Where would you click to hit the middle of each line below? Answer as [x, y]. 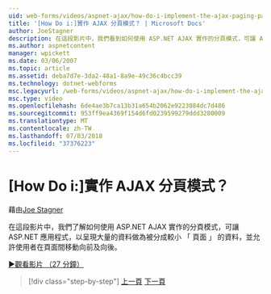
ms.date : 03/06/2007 [43, 61]
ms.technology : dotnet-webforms [63, 83]
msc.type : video [35, 99]
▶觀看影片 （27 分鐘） [46, 264]
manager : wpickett [39, 53]
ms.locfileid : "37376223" [52, 143]
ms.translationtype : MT [48, 121]
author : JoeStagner [41, 31]
